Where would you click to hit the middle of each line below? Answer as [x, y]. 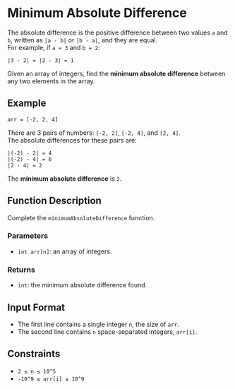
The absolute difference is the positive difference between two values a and [117, 32]
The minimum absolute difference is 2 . [65, 179]
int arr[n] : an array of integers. [65, 251]
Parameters [28, 236]
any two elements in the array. [51, 81]
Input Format [36, 307]
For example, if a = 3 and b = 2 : [54, 47]
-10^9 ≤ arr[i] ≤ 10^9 [51, 379]
